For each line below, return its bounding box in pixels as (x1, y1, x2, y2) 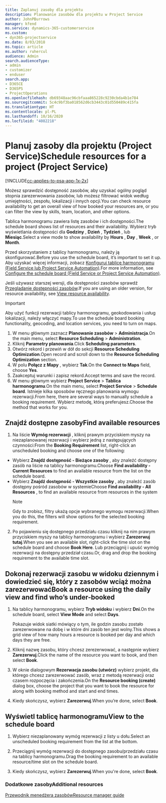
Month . (5, 239, 21, 245)
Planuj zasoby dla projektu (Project (5, 140, 152, 151)
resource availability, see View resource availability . (5, 290, 111, 297)
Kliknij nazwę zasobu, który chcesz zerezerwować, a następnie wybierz (12, 646, 160, 653)
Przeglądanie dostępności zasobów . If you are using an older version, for (5, 285, 153, 291)
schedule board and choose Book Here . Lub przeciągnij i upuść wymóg (12, 544, 159, 551)
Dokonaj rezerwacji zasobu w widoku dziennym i (5, 569, 159, 578)
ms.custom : (5, 30, 28, 35)
